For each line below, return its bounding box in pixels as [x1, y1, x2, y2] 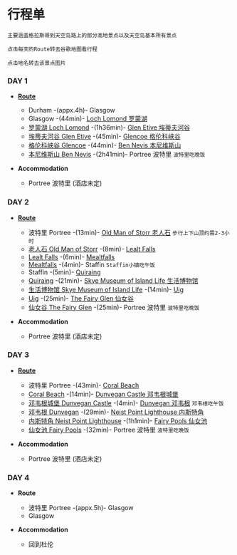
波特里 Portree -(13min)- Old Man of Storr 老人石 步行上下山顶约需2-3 [28, 228, 225, 237]
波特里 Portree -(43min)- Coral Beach [28, 380, 139, 389]
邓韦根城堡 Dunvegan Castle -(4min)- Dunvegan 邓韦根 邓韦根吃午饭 [28, 398, 224, 407]
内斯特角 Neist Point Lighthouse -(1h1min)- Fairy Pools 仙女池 [28, 416, 208, 425]
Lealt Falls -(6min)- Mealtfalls [28, 252, 115, 261]
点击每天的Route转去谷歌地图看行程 [7, 46, 98, 53]
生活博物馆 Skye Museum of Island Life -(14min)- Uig [28, 285, 184, 294]
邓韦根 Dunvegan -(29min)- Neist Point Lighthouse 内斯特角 [28, 408, 204, 416]
